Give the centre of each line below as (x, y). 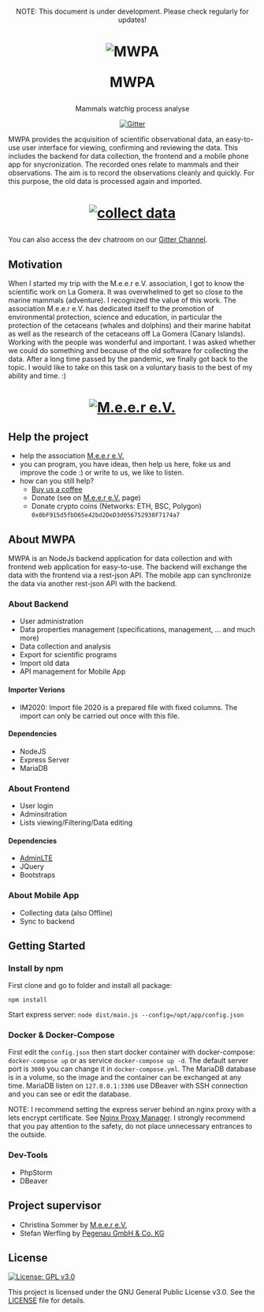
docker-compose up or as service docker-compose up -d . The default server (128, 1061)
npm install (28, 1000)
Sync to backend (47, 921)
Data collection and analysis (65, 646)
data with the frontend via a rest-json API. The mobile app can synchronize (130, 575)
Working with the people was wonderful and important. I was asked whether (132, 342)
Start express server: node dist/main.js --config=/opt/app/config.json (126, 1015)
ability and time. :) (37, 376)
